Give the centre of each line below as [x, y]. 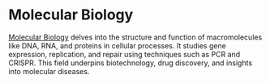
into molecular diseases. [49, 71]
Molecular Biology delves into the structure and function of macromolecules [135, 37]
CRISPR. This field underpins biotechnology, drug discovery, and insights [131, 63]
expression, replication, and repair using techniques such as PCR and [124, 54]
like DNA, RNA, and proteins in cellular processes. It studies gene [118, 45]
